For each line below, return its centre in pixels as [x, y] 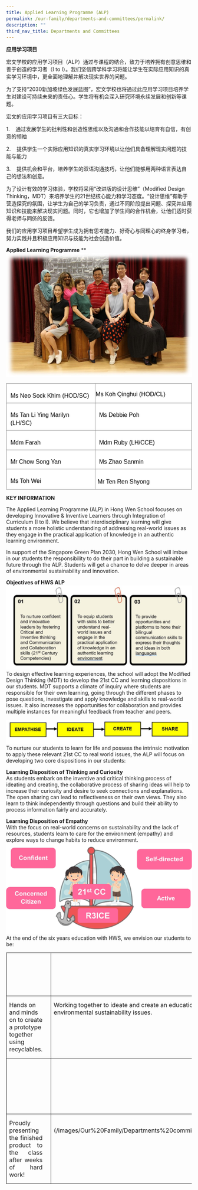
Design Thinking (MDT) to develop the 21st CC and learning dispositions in [96, 680]
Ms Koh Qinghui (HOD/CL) [131, 394]
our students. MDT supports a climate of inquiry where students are [88, 686]
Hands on [23, 1005]
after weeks [26, 1160]
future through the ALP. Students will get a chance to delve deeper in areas [98, 565]
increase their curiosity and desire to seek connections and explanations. [95, 790]
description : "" [26, 25]
